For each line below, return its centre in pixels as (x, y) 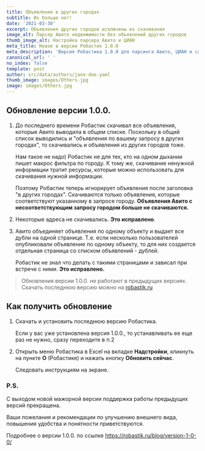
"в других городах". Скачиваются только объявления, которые (97, 194)
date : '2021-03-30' (31, 23)
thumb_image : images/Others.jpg (47, 80)
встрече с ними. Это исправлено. (60, 269)
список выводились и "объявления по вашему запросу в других (99, 138)
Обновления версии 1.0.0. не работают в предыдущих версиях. (104, 280)
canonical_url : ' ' (31, 57)
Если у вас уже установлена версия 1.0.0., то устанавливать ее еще (104, 333)
